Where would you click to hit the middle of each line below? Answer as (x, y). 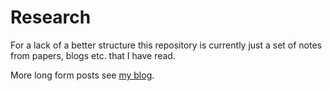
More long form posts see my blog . (82, 75)
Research (51, 17)
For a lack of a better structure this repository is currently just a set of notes (166, 45)
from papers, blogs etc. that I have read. (93, 55)
